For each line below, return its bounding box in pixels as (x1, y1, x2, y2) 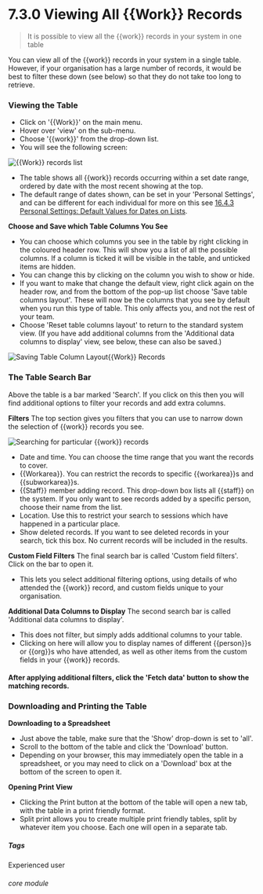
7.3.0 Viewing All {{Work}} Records (8, 5, 243, 24)
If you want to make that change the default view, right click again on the (19, 279, 254, 288)
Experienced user (8, 860, 65, 870)
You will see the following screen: (19, 143, 128, 152)
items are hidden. (19, 262, 76, 272)
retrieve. (8, 80, 35, 90)
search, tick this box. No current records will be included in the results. (19, 536, 248, 545)
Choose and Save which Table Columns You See (8, 222, 168, 231)
